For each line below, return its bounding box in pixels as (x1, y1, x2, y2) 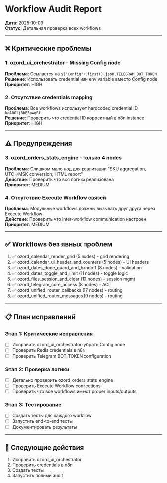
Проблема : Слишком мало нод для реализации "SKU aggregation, (5, 166, 146, 172)
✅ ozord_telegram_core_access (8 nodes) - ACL (12, 281, 111, 287)
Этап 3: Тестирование (5, 401, 62, 408)
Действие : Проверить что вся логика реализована (5, 176, 114, 182)
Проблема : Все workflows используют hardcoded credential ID (5, 105, 138, 111)
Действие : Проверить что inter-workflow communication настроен (5, 216, 147, 222)
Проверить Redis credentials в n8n (12, 347, 85, 353)
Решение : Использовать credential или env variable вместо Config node (5, 76, 158, 82)
